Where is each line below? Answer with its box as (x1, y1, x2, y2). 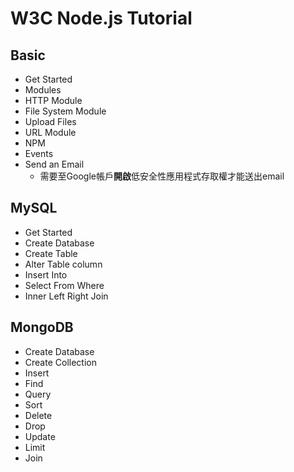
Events (24, 148, 54, 159)
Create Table (24, 247, 78, 259)
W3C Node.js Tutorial (10, 7, 193, 30)
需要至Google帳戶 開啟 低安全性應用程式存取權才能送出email (39, 170, 285, 182)
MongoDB (10, 319, 74, 336)
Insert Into (24, 268, 68, 281)
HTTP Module (24, 95, 83, 106)
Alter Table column (24, 258, 103, 270)
